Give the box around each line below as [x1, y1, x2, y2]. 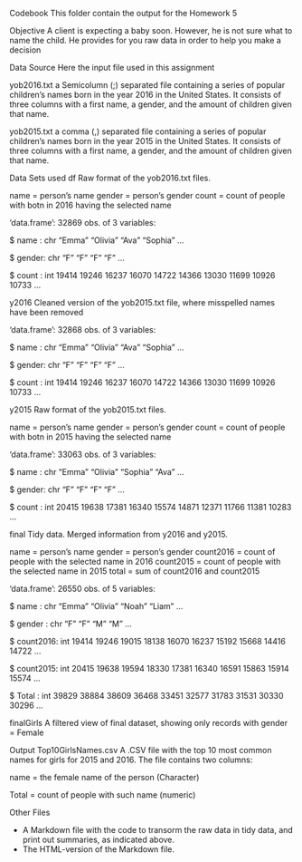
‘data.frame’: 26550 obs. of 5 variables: [9, 584, 156, 594]
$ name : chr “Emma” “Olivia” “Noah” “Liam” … [9, 601, 184, 611]
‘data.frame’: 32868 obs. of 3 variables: [9, 324, 156, 334]
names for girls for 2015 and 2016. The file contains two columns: [9, 754, 253, 765]
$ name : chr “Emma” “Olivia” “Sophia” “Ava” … [9, 467, 184, 477]
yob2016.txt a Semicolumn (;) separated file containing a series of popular [9, 80, 286, 90]
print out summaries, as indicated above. [22, 834, 175, 845]
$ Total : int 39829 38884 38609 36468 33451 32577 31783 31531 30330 [9, 691, 284, 701]
